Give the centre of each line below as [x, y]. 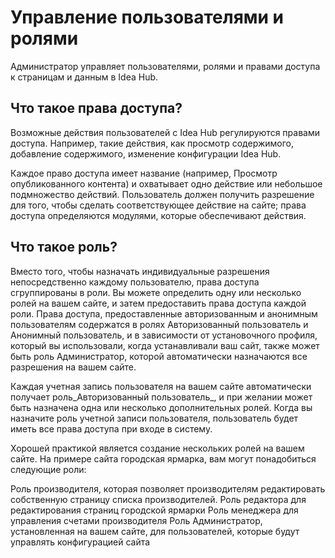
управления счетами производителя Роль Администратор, [136, 520]
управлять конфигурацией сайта [80, 542]
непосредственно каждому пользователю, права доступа [135, 282]
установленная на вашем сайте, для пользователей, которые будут [155, 531]
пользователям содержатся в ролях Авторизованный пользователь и [159, 324]
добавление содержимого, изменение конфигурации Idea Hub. [146, 153]
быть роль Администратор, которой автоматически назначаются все [159, 356]
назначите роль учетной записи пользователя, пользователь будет [154, 418]
